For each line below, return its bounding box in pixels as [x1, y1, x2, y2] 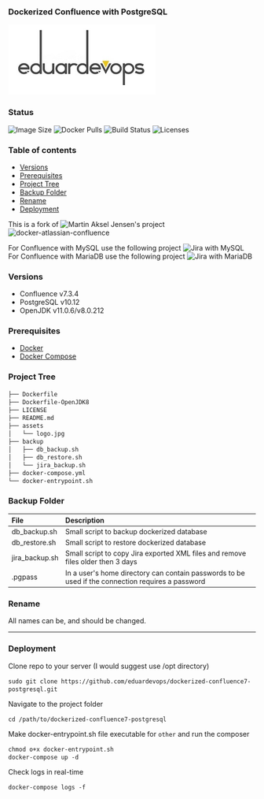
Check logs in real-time [8, 767, 84, 776]
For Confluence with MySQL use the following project [8, 243, 181, 252]
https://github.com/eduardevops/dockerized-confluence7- [60, 677, 251, 686]
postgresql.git [8, 685, 58, 693]
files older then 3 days [65, 557, 137, 567]
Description [65, 515, 104, 525]
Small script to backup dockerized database [65, 526, 207, 536]
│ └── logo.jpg [8, 429, 65, 437]
